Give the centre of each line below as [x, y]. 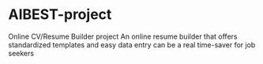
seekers [21, 53]
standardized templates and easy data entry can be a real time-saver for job [132, 44]
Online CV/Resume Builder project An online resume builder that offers [123, 36]
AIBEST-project [60, 15]
